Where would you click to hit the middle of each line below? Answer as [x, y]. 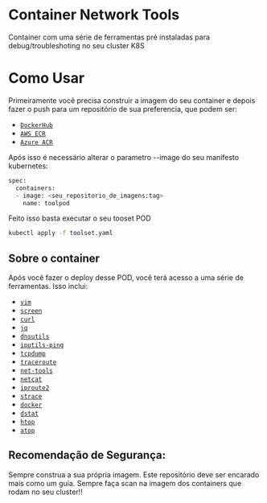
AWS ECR [33, 134]
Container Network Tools [94, 15]
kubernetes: [28, 166]
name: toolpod [46, 203]
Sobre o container [54, 258]
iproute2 [35, 388]
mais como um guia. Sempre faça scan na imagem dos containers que [125, 483]
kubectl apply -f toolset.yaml [61, 233]
